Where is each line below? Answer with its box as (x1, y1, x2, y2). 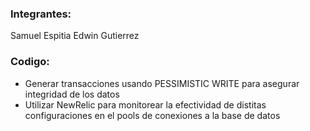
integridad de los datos (24, 88, 120, 100)
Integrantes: (10, 7, 72, 21)
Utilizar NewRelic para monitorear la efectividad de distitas (24, 98, 267, 111)
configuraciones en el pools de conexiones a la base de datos (24, 109, 281, 121)
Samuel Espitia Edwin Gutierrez (10, 30, 140, 42)
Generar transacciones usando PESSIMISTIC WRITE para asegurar (24, 77, 300, 89)
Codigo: (10, 55, 50, 69)
